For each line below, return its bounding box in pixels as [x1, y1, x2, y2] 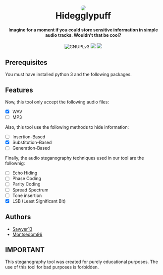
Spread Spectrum [12, 186, 49, 193]
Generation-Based [12, 145, 51, 151]
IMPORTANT [5, 246, 45, 254]
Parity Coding [12, 181, 41, 187]
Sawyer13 [12, 226, 33, 232]
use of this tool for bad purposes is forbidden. [5, 264, 99, 270]
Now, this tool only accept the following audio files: [5, 99, 109, 105]
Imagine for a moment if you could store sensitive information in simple [8, 27, 159, 33]
